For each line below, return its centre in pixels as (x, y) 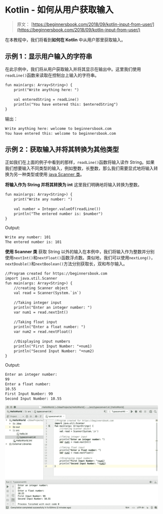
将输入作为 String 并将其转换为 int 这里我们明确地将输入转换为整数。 (73, 184)
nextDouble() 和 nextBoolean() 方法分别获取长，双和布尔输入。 (66, 264)
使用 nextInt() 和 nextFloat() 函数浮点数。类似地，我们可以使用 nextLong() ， (80, 257)
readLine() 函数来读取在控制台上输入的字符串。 (52, 75)
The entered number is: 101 (33, 242)
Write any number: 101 (28, 237)
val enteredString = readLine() (46, 99)
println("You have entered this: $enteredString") (66, 104)
